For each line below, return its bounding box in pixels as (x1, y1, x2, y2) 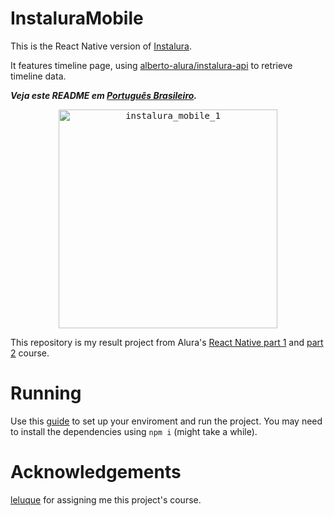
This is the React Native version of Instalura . (10, 40, 192, 52)
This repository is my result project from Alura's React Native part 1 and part (10, 336, 324, 348)
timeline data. (10, 70, 67, 82)
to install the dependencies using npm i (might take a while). (10, 425, 258, 437)
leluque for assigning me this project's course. (10, 493, 202, 506)
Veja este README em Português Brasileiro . (10, 89, 198, 101)
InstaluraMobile (10, 7, 144, 30)
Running (10, 382, 82, 405)
